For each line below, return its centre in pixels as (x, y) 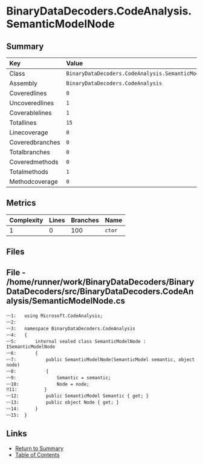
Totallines (23, 123)
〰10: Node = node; (48, 384)
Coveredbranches (35, 142)
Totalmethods (29, 172)
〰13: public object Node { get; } (63, 403)
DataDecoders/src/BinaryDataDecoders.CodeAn (100, 291)
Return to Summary (39, 448)
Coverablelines (31, 113)
